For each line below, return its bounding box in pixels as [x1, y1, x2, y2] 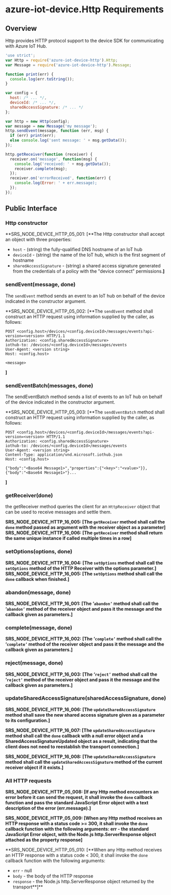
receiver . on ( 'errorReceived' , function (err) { [10, 176, 111, 181]
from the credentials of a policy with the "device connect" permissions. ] [12, 268, 165, 275]
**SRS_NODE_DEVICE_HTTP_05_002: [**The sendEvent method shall [5, 308, 154, 314]
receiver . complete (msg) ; [14, 166, 68, 171]
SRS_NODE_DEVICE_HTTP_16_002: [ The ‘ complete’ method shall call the [5, 636, 162, 642]
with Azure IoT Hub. [5, 43, 47, 49]
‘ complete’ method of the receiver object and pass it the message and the [5, 641, 165, 648]
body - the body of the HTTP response [12, 873, 94, 879]
